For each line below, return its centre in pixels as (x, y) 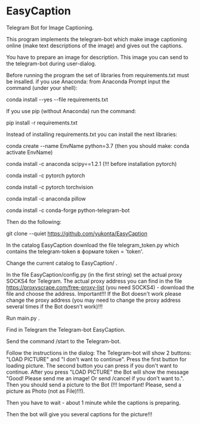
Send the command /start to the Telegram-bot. (64, 341)
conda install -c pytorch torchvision (50, 187)
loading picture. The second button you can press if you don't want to (92, 365)
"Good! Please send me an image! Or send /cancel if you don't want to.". (95, 378)
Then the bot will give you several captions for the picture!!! (79, 414)
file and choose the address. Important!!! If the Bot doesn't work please (94, 293)
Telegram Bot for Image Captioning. (50, 28)
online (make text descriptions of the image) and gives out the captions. (95, 46)
